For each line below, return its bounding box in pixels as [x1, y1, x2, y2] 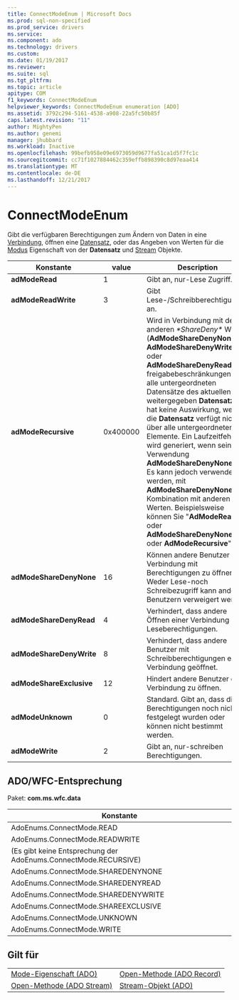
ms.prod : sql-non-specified [7, 17, 91, 24]
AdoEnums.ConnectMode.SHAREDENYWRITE [11, 889, 165, 899]
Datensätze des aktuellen [147, 387, 231, 397]
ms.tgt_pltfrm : [7, 76, 53, 84]
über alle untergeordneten [147, 422, 234, 432]
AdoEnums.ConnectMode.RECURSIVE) [11, 855, 142, 865]
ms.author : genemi [7, 130, 62, 137]
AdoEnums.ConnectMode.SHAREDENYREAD [11, 878, 161, 888]
